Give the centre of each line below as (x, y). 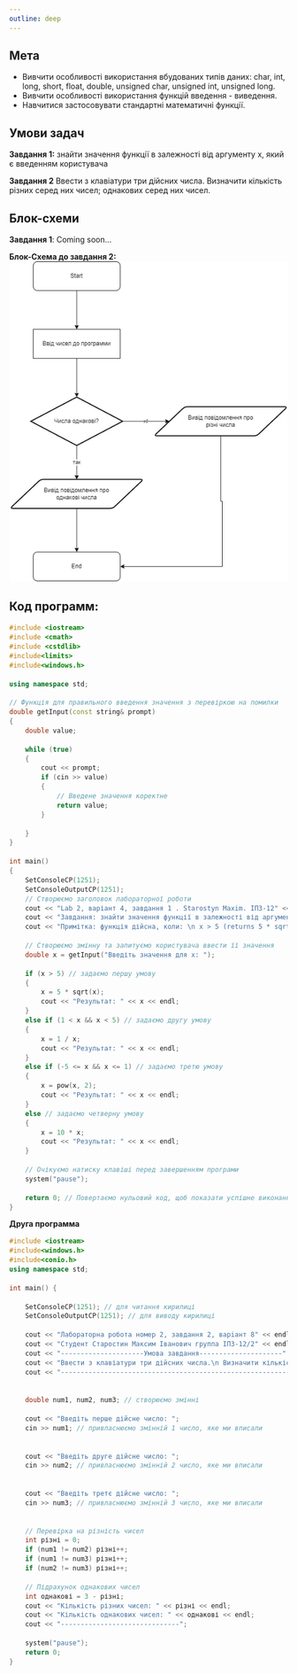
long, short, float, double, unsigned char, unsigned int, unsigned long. (148, 86)
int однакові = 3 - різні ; (75, 1596)
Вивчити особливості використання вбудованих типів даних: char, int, (153, 77)
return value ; (82, 805)
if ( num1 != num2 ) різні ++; (76, 1550)
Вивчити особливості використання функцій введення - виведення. (149, 96)
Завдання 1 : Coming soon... (61, 240)
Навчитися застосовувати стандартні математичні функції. (133, 105)
